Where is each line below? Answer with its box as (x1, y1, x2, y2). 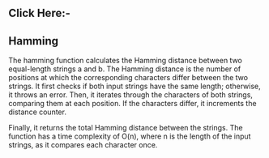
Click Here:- (8, 6, 71, 20)
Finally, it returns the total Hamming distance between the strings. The (8, 123, 243, 133)
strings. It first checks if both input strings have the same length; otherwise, (8, 81, 261, 92)
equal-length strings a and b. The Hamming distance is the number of (8, 64, 241, 74)
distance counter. (8, 107, 67, 117)
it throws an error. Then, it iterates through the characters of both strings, (8, 90, 254, 100)
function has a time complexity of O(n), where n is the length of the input (8, 131, 251, 141)
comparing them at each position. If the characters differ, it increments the (8, 99, 257, 109)
